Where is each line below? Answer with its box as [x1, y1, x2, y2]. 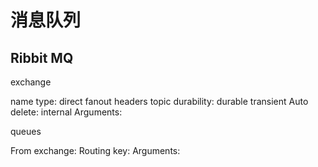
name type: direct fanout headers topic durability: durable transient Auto [10, 96, 309, 107]
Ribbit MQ [10, 49, 74, 66]
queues [10, 126, 42, 137]
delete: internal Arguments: [10, 106, 123, 118]
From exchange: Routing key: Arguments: [10, 145, 181, 156]
